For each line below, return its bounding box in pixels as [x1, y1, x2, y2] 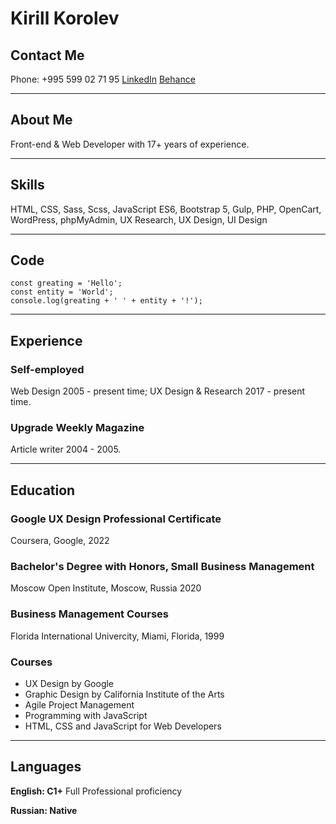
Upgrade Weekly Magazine [10, 421, 145, 435]
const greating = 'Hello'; [10, 278, 123, 289]
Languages [10, 758, 82, 776]
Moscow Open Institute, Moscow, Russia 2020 [10, 582, 202, 594]
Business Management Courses [10, 607, 170, 621]
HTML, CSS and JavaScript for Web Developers [24, 720, 222, 732]
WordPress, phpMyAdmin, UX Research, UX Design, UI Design [10, 213, 268, 226]
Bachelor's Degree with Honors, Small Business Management [10, 560, 315, 574]
